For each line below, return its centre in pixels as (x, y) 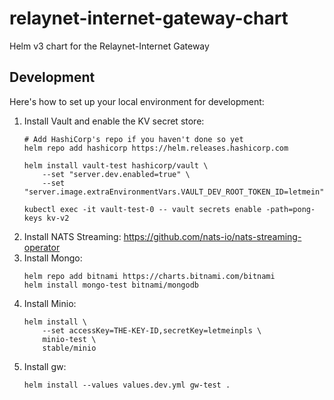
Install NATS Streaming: (72, 236)
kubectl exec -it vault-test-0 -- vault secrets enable (142, 209)
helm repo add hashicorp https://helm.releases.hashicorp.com (156, 148)
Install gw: (45, 366)
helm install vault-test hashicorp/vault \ (116, 165)
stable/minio (69, 348)
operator (42, 247)
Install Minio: (50, 303)
